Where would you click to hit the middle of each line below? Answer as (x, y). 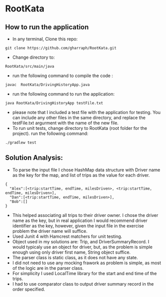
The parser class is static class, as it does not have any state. (75, 257)
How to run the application (47, 27)
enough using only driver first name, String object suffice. (71, 252)
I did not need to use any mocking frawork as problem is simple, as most (87, 263)
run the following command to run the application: (63, 94)
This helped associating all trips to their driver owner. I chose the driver (85, 215)
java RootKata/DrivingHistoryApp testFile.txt (54, 103)
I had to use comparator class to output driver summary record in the (83, 284)
